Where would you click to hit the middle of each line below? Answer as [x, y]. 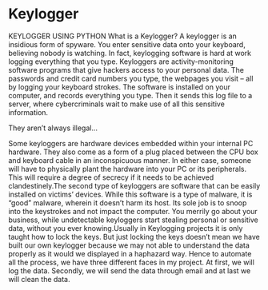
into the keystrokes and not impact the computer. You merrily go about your [133, 211]
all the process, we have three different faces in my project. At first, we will [131, 262]
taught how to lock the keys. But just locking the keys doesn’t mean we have [134, 236]
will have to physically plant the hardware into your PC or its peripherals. [127, 169]
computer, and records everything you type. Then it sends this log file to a [130, 95]
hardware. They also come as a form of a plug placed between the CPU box [133, 152]
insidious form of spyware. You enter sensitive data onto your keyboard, [127, 44]
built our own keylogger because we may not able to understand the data [129, 245]
